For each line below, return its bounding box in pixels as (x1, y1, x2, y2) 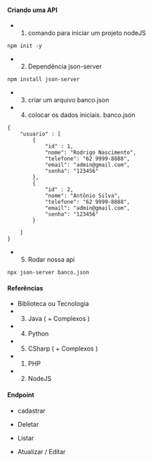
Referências (7, 284, 44, 292)
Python (27, 329, 49, 338)
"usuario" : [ (20, 130, 61, 138)
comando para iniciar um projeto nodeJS (27, 29, 146, 37)
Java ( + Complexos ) (27, 315, 90, 323)
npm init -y (7, 42, 42, 49)
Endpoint (7, 391, 35, 399)
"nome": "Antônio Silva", (44, 193, 121, 200)
